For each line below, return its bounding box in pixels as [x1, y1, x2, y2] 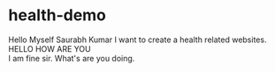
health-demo [8, 5, 107, 25]
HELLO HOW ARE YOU [8, 43, 91, 54]
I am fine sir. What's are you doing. [8, 53, 135, 63]
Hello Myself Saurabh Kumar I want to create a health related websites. [8, 34, 267, 45]
